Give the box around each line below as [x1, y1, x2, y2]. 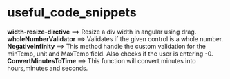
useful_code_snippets [7, 5, 137, 21]
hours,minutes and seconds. [7, 64, 88, 72]
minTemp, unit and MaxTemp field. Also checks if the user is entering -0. [7, 49, 213, 58]
